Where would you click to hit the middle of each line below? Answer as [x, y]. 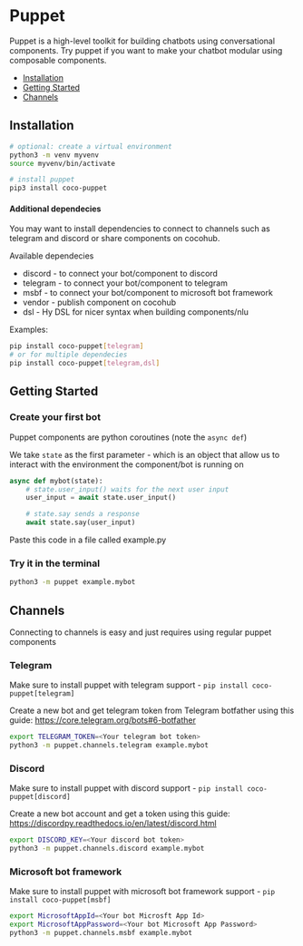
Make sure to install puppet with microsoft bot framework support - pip [142, 892]
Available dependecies [52, 256]
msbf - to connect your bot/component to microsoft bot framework [148, 293]
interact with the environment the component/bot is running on [127, 464]
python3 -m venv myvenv [54, 155]
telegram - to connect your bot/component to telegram [125, 283]
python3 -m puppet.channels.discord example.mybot [107, 849]
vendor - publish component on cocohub [99, 302]
